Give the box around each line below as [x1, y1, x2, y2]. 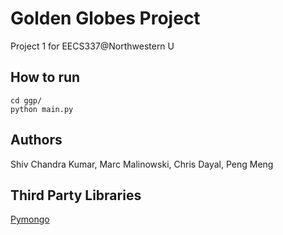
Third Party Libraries [10, 187, 142, 204]
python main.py [10, 104, 74, 114]
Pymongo [10, 213, 50, 226]
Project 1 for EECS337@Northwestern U [10, 40, 175, 52]
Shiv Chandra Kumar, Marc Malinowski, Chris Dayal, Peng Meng [10, 158, 274, 170]
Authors [10, 132, 63, 149]
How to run [10, 69, 81, 86]
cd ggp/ [10, 95, 43, 106]
